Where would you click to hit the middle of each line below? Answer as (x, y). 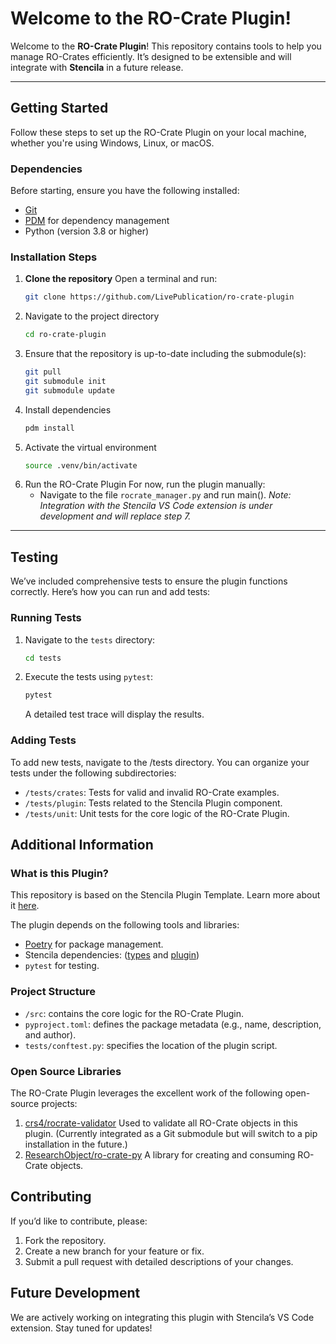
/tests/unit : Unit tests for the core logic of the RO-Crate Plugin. (157, 813)
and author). (50, 1034)
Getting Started (59, 108)
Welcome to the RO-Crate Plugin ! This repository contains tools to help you (166, 46)
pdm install (49, 428)
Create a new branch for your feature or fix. (114, 1251)
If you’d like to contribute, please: (79, 1221)
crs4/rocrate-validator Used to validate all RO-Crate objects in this (161, 1123)
